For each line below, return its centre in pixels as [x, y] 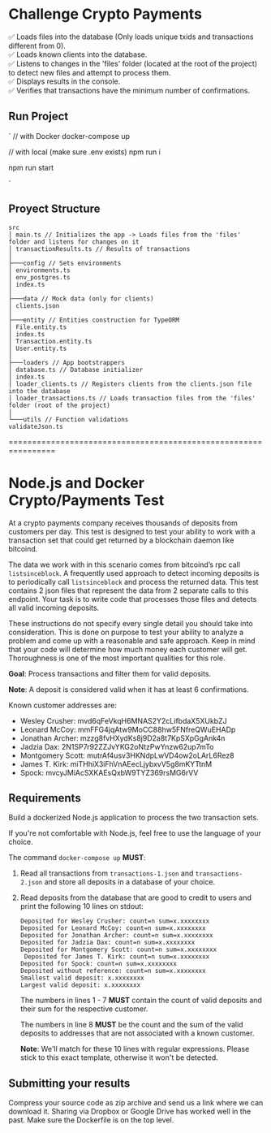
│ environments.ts [39, 270]
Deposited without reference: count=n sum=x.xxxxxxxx [113, 971]
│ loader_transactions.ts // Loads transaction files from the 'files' [132, 398]
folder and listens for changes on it [74, 242]
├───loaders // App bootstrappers [67, 362]
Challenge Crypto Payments [105, 14]
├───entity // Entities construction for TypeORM [94, 320]
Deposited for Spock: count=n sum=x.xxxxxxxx [98, 964]
